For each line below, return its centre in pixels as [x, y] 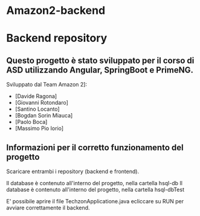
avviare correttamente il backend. [48, 208]
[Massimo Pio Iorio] [39, 128]
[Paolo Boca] [31, 122]
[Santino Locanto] [37, 109]
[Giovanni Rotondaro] [41, 103]
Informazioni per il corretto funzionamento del [95, 147]
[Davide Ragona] [36, 96]
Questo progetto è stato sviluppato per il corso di [100, 60]
